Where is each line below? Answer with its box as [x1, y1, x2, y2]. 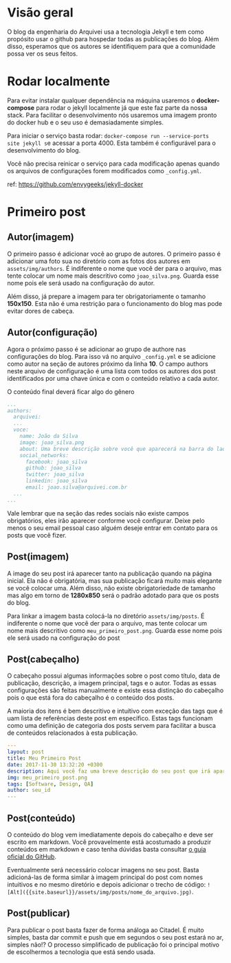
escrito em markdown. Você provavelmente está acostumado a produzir [7, 838, 212, 846]
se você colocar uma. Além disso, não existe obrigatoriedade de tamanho [7, 584, 216, 592]
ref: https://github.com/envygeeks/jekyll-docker [7, 180, 144, 188]
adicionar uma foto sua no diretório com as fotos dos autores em [7, 256, 190, 265]
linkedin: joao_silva [25, 478, 88, 485]
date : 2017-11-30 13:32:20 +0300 [7, 761, 103, 768]
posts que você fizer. [7, 531, 67, 539]
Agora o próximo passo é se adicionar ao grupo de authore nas [7, 345, 186, 353]
